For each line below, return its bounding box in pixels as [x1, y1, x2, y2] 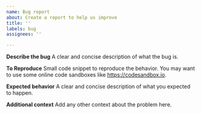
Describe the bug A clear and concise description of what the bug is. [6, 53, 179, 60]
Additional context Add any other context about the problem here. [6, 101, 172, 109]
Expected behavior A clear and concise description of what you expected [6, 83, 191, 90]
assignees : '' [6, 31, 42, 37]
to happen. [6, 89, 33, 97]
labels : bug [6, 25, 36, 32]
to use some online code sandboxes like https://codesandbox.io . [6, 71, 167, 78]
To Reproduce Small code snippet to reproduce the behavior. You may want [6, 65, 195, 72]
